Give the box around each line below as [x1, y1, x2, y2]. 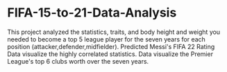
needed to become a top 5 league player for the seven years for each [7, 35, 206, 43]
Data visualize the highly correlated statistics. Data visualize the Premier [7, 50, 214, 58]
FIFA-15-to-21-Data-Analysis [7, 5, 177, 21]
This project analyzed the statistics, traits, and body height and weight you [7, 28, 221, 36]
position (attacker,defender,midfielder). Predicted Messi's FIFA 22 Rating [7, 42, 215, 51]
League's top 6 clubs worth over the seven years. [7, 57, 149, 65]
